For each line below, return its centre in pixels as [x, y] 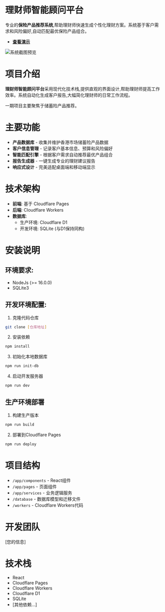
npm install [17, 346]
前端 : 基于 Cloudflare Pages [41, 204]
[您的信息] [16, 541]
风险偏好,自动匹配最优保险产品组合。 [51, 31]
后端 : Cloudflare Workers [38, 210]
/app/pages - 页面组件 [35, 486]
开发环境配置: [26, 305]
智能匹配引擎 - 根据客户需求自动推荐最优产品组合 [63, 154]
